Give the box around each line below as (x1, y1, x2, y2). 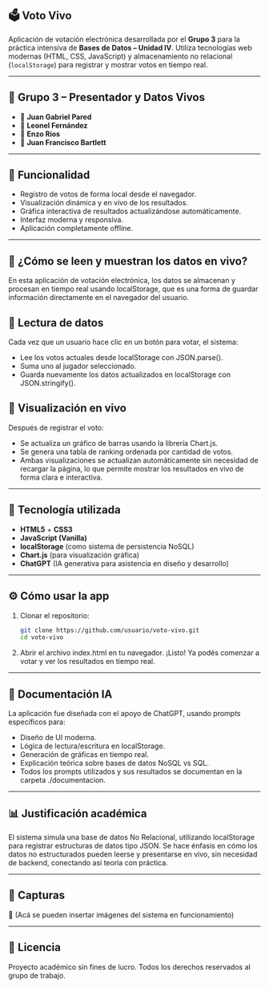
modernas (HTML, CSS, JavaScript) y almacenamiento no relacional (8, 51, 233, 61)
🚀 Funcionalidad (8, 168, 90, 182)
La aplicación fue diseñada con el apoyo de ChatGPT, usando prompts (8, 709, 241, 719)
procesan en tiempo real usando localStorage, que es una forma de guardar (8, 284, 259, 294)
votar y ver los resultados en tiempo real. (19, 657, 155, 666)
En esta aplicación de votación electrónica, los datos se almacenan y (8, 276, 236, 285)
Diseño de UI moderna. (19, 733, 97, 743)
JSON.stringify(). (19, 379, 76, 388)
